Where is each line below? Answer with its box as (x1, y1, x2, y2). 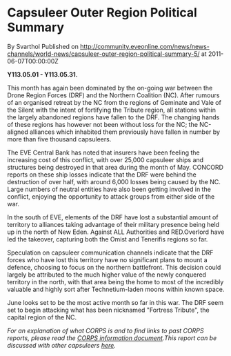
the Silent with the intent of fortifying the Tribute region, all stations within (7, 106, 216, 114)
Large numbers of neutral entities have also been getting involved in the (7, 185, 212, 193)
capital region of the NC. (7, 313, 77, 322)
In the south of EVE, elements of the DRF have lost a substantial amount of (7, 212, 219, 221)
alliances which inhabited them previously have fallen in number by (30, 128, 221, 136)
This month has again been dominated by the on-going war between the (7, 83, 213, 92)
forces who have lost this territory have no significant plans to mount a (7, 255, 208, 264)
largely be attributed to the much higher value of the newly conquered (7, 270, 207, 279)
